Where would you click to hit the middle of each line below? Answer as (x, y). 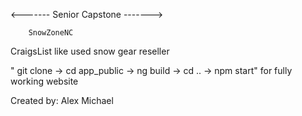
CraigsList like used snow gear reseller (90, 51)
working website (44, 81)
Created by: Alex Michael (62, 100)
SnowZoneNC (51, 33)
